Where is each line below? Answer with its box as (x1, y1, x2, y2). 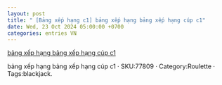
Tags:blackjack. (7, 70, 53, 78)
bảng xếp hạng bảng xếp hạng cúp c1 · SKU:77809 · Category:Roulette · (7, 62, 216, 70)
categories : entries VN (7, 29, 77, 37)
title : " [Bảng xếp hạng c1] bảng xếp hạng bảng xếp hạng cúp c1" (7, 17, 206, 24)
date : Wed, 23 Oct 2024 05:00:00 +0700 (7, 23, 124, 30)
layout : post (7, 10, 46, 17)
